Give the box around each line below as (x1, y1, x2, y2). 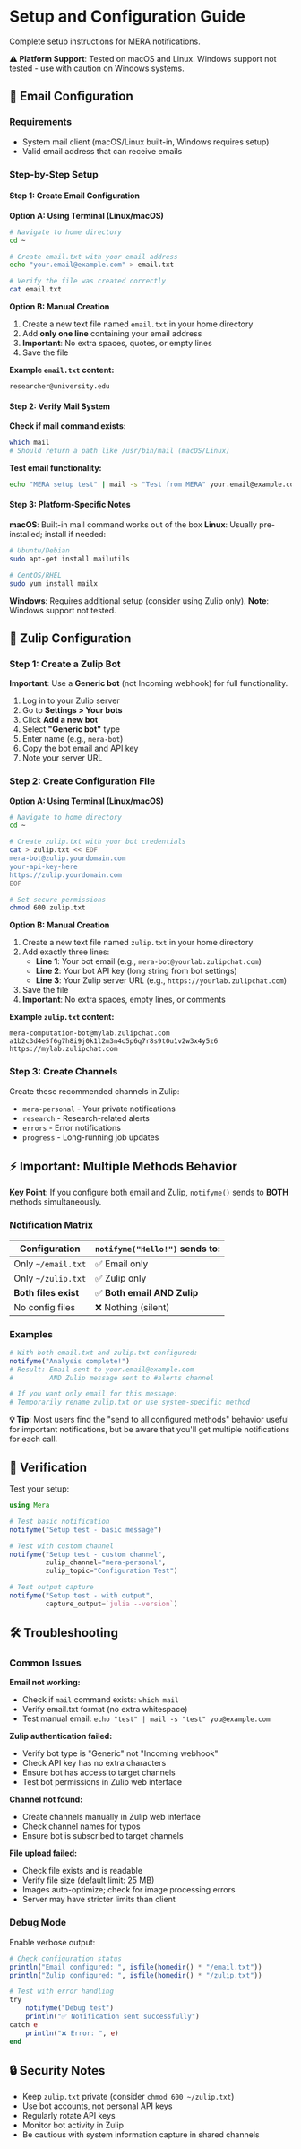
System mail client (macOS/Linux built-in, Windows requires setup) (21, 136, 270, 147)
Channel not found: (9, 1794, 83, 1805)
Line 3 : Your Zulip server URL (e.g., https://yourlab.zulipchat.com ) (35, 975, 288, 986)
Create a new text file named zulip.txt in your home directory (21, 937, 254, 948)
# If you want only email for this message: (9, 1389, 178, 1398)
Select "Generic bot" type (21, 724, 121, 735)
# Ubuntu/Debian (9, 546, 70, 555)
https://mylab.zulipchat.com (9, 1045, 118, 1054)
